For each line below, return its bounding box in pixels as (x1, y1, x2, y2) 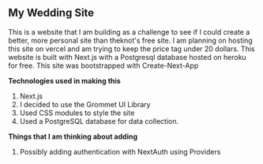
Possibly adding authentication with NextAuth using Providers (19, 147, 221, 156)
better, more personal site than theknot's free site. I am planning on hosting (8, 35, 253, 45)
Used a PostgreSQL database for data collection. (19, 116, 179, 125)
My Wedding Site (8, 6, 95, 20)
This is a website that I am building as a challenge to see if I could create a (8, 27, 250, 36)
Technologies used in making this (8, 76, 121, 85)
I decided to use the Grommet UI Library (19, 99, 151, 109)
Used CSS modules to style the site (19, 108, 135, 117)
